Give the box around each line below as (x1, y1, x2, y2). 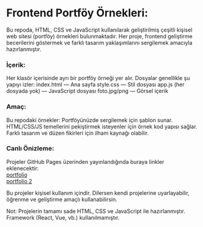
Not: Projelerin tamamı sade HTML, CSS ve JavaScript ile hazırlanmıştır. (6, 207, 185, 215)
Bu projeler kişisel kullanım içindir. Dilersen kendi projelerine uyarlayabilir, (6, 189, 190, 197)
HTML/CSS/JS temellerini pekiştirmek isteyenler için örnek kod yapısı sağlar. (6, 123, 198, 130)
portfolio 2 (6, 177, 32, 185)
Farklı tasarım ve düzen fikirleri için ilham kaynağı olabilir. (6, 129, 149, 137)
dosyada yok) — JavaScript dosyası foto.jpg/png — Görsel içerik (6, 87, 168, 95)
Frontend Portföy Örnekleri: (6, 6, 148, 20)
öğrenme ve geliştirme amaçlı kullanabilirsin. (6, 195, 117, 203)
